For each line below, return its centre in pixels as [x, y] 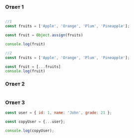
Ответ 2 [15, 84]
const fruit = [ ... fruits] [33, 67]
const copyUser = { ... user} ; [35, 122]
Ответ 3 [15, 102]
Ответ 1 [14, 7]
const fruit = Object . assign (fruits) [44, 35]
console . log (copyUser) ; [30, 131]
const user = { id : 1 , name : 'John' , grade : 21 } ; [59, 113]
